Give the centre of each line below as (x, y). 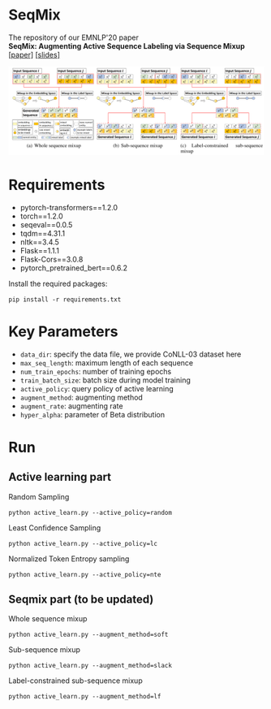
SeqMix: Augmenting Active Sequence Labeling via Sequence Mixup (127, 45)
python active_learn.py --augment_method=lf (85, 697)
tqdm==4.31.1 (43, 233)
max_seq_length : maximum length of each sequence (106, 362)
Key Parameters (63, 331)
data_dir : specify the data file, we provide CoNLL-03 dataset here (131, 354)
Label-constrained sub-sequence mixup (76, 681)
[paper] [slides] (34, 54)
